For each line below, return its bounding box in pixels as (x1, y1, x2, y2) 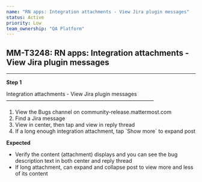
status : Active (6, 14, 44, 20)
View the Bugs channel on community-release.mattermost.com (14, 109, 172, 116)
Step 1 (6, 79, 22, 86)
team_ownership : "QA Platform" (6, 25, 85, 32)
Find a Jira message (14, 115, 66, 122)
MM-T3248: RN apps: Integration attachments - (6, 47, 189, 58)
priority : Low (6, 20, 42, 26)
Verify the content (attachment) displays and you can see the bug (14, 151, 178, 158)
